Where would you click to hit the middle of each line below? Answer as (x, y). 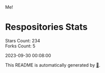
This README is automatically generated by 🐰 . (53, 65)
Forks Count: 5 (20, 46)
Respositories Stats (47, 27)
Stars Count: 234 (23, 40)
